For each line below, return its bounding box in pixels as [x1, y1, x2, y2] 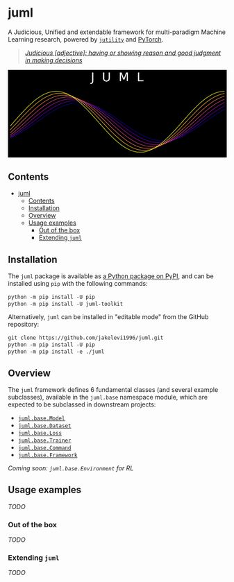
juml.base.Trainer [17, 437, 72, 444]
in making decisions [24, 55, 83, 64]
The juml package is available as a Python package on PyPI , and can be [8, 272, 214, 280]
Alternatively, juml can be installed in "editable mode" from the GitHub [8, 313, 209, 321]
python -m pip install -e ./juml [8, 348, 105, 355]
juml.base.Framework [17, 452, 78, 459]
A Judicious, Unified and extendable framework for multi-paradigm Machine [8, 28, 226, 36]
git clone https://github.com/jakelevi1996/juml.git [8, 334, 164, 341]
